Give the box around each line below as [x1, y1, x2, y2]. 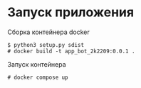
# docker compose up [7, 74, 69, 81]
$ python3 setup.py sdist [7, 41, 84, 48]
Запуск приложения [7, 4, 134, 21]
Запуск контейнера [7, 60, 66, 68]
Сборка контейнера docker [7, 28, 90, 36]
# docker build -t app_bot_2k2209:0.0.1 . [7, 48, 135, 55]
